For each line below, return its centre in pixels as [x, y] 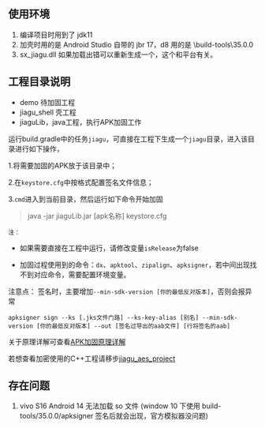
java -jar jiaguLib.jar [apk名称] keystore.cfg [97, 216]
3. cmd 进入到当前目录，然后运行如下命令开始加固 [86, 199]
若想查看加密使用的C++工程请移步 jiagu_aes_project [92, 359]
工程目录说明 [39, 82]
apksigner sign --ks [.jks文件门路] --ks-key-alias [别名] [104, 317]
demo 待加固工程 [47, 102]
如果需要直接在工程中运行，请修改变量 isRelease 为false [109, 248]
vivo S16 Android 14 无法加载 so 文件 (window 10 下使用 [110, 406]
